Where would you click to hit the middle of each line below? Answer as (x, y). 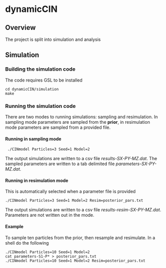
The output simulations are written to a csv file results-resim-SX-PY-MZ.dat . (83, 210)
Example (14, 226)
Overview (21, 28)
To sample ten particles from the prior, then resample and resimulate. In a (80, 238)
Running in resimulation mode (37, 180)
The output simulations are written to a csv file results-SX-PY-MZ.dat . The (81, 159)
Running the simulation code (41, 106)
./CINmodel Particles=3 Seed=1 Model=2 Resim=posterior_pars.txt (74, 201)
